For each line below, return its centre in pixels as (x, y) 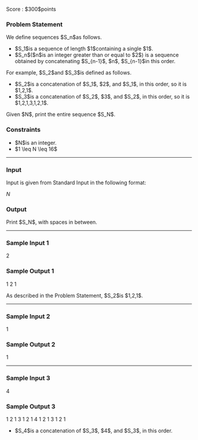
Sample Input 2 (28, 316)
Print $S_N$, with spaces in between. (52, 222)
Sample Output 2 (31, 344)
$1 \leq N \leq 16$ (36, 149)
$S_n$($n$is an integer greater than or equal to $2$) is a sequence (97, 55)
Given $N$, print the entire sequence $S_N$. (61, 115)
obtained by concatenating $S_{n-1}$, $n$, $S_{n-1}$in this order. (95, 61)
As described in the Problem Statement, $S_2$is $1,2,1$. (75, 295)
